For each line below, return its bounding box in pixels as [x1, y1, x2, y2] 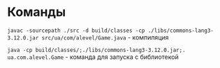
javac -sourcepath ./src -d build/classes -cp [7, 27, 145, 34]
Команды [7, 4, 66, 20]
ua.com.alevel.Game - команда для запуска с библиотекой [7, 53, 179, 61]
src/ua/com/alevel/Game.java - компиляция [41, 33, 169, 42]
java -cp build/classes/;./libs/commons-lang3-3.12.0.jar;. [7, 46, 186, 53]
